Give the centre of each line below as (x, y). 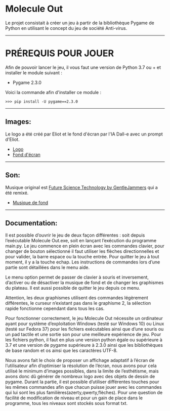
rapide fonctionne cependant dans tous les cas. (55, 308)
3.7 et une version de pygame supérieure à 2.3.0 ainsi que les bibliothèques (84, 345)
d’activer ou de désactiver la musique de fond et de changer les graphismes (84, 283)
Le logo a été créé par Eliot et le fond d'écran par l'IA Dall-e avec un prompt (84, 134)
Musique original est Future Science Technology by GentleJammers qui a (81, 187)
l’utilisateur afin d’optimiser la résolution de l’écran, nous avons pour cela (81, 366)
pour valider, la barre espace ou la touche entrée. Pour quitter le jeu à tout (82, 257)
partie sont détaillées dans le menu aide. (48, 267)
